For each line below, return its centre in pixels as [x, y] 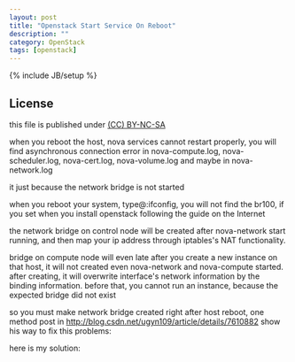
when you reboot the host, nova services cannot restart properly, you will [143, 142]
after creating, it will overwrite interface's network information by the [135, 276]
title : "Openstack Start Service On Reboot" [93, 26]
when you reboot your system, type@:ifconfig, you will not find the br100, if [147, 204]
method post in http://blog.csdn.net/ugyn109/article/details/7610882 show [145, 321]
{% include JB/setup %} [53, 75]
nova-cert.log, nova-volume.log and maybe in [147, 160]
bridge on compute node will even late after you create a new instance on [144, 257]
